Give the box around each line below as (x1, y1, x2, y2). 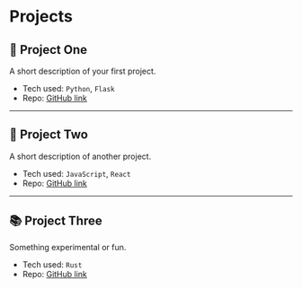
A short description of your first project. (9, 65, 156, 76)
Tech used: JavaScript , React (22, 168, 131, 179)
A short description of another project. (9, 151, 152, 161)
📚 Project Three (9, 214, 102, 229)
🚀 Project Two (9, 127, 88, 143)
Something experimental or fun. (9, 241, 127, 252)
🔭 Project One (9, 42, 88, 57)
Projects (9, 6, 74, 27)
